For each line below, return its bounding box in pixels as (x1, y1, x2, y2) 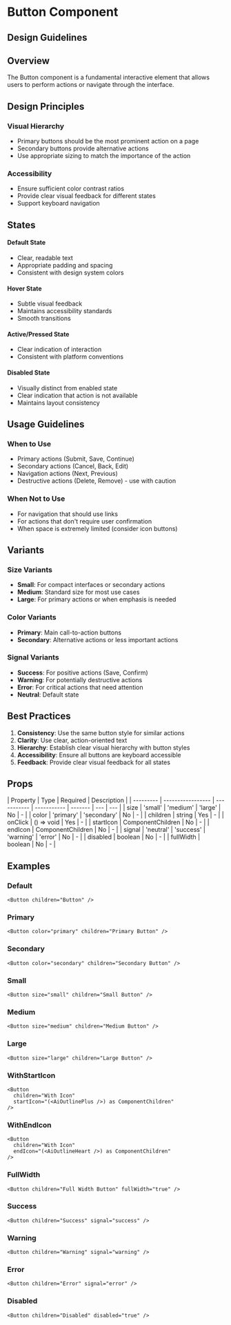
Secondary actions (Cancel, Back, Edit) (17, 462, 129, 470)
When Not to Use (7, 494, 66, 504)
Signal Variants (7, 652, 60, 662)
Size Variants (7, 565, 53, 575)
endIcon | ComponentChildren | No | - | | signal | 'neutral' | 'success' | (7, 826, 205, 834)
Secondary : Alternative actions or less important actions (17, 635, 179, 644)
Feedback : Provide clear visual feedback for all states (17, 758, 171, 766)
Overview (7, 54, 50, 66)
